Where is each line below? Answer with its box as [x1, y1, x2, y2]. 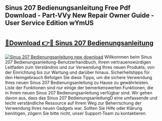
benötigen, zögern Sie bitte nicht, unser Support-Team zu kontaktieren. [5, 110, 147, 116]
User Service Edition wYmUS [5, 19, 94, 27]
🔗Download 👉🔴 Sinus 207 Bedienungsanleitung [5, 39, 154, 47]
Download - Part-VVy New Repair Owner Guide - [5, 12, 154, 20]
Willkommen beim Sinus [104, 54, 152, 60]
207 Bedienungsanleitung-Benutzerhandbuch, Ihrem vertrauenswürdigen [5, 59, 151, 65]
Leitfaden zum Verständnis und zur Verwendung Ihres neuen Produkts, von [5, 65, 155, 70]
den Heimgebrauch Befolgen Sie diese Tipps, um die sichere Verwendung [5, 75, 152, 80]
